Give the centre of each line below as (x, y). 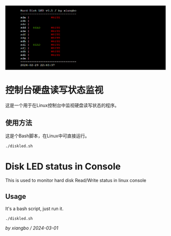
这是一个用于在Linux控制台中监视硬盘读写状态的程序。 (62, 105)
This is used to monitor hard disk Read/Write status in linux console (76, 181)
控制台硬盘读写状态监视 (54, 90)
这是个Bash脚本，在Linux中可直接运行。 (48, 136)
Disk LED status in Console (63, 166)
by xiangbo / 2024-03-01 (32, 228)
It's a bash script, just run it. (34, 209)
